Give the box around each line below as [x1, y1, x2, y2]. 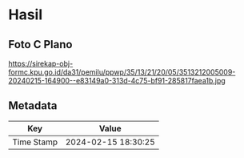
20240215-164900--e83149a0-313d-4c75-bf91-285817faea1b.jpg [8, 76, 226, 85]
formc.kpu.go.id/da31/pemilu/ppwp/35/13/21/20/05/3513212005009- [8, 67, 236, 77]
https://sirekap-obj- [8, 59, 74, 68]
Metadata [8, 99, 58, 113]
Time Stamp [12, 136, 58, 148]
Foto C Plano [8, 38, 73, 51]
